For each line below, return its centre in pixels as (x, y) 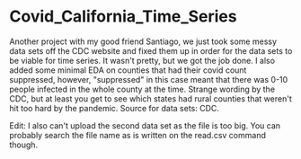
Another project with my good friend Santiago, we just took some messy (143, 41)
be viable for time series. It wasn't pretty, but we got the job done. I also (142, 60)
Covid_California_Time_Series (123, 17)
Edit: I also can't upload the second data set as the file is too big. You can (145, 125)
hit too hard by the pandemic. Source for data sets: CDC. (115, 108)
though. (24, 145)
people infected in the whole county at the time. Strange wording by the (142, 89)
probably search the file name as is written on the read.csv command (138, 135)
